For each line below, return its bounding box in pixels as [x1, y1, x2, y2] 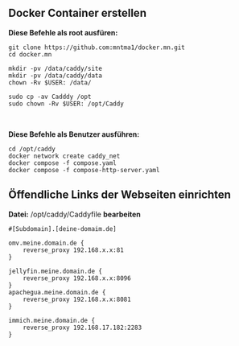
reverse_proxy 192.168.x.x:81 [23, 245, 125, 254]
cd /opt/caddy [8, 145, 56, 153]
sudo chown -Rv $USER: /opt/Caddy [8, 100, 125, 108]
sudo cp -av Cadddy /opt [8, 93, 92, 101]
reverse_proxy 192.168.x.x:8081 [23, 295, 131, 303]
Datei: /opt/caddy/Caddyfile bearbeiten [8, 209, 141, 219]
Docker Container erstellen [8, 6, 147, 20]
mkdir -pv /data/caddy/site [8, 64, 103, 72]
